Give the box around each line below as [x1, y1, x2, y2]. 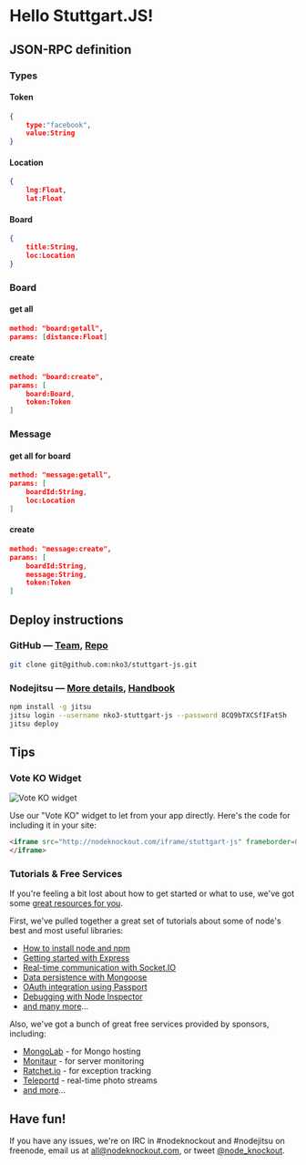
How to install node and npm [22, 943, 130, 954]
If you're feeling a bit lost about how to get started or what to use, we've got [9, 888, 295, 899]
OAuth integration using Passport [22, 982, 148, 993]
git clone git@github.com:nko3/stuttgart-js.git [9, 660, 198, 669]
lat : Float [25, 194, 64, 203]
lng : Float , [25, 186, 67, 195]
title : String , [25, 242, 79, 252]
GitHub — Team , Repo [9, 639, 109, 652]
